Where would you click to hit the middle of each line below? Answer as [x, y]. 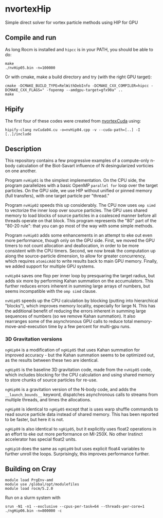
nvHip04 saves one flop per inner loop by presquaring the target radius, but [80, 276]
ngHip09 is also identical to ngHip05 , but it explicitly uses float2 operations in [81, 429]
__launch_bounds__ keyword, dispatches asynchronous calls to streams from [81, 394]
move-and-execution [26, 326]
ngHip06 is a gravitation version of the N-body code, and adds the [71, 389]
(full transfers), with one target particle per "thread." [57, 196]
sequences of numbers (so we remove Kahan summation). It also [70, 316]
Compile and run [31, 38]
